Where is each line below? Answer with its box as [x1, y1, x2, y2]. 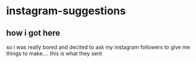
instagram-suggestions [6, 4, 126, 18]
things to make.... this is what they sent [6, 50, 103, 57]
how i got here [6, 28, 61, 38]
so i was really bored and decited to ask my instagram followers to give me [6, 43, 191, 51]
